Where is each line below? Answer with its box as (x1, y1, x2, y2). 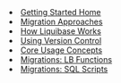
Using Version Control (21, 36, 102, 46)
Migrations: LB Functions (21, 54, 113, 64)
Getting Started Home (21, 7, 101, 17)
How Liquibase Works (21, 26, 101, 37)
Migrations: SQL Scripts (21, 64, 108, 74)
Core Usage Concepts (21, 45, 103, 55)
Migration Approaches (21, 16, 103, 27)
